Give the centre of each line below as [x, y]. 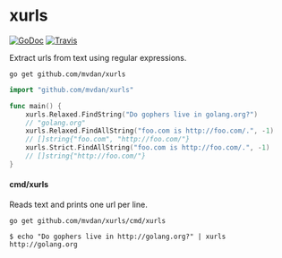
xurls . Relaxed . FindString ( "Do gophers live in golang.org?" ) [141, 114]
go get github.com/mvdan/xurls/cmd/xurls [88, 221]
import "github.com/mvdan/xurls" [72, 90]
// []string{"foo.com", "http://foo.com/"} [108, 140]
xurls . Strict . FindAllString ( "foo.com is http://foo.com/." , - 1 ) [148, 148]
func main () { [36, 106]
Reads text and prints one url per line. [78, 205]
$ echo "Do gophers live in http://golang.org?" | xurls [118, 237]
